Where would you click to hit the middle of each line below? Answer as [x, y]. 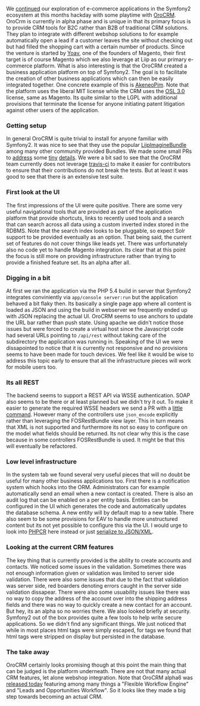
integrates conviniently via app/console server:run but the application [92, 297]
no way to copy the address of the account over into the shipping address [97, 598]
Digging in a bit [28, 278]
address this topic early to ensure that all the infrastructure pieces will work [99, 360]
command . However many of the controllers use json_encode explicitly [92, 415]
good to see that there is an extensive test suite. [65, 177]
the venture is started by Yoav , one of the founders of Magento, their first [96, 53]
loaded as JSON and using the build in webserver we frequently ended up [97, 309]
